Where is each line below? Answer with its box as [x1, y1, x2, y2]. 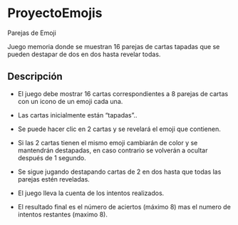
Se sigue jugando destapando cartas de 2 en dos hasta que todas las [17, 167, 222, 176]
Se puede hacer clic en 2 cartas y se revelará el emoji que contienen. [17, 125, 221, 133]
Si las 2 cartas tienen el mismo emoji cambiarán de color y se [17, 138, 198, 147]
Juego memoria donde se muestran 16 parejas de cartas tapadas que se [7, 42, 220, 51]
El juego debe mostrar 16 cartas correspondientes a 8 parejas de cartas [17, 89, 229, 98]
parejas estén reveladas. [17, 174, 90, 183]
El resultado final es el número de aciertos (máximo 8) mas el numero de [17, 202, 232, 211]
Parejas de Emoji [7, 28, 57, 37]
